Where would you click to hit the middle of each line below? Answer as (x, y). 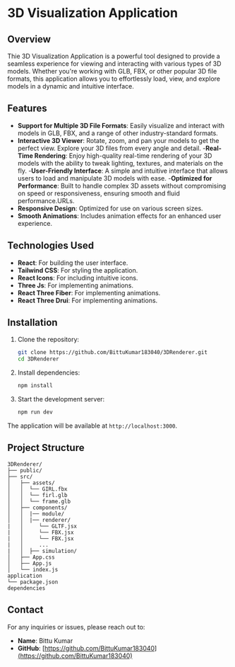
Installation (32, 323)
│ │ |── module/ (36, 514)
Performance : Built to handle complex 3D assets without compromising (122, 186)
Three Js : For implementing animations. (76, 285)
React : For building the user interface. (73, 263)
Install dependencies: (49, 372)
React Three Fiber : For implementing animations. (89, 292)
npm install (35, 386)
